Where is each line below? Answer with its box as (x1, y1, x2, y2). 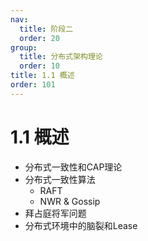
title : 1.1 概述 (10, 71, 75, 81)
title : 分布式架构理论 (19, 52, 103, 62)
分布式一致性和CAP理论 (24, 161, 123, 173)
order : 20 (19, 33, 60, 43)
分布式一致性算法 (24, 173, 96, 185)
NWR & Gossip (39, 195, 101, 207)
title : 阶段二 (19, 24, 74, 34)
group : (10, 42, 38, 53)
